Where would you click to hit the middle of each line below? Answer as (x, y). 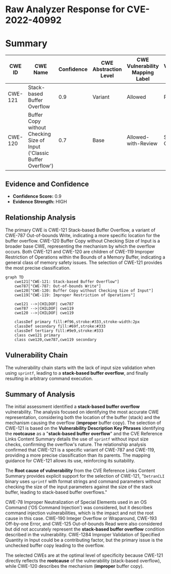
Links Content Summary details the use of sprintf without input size (77, 439)
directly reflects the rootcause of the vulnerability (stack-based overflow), (83, 561)
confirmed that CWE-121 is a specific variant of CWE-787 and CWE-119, (80, 450)
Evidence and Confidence (47, 184)
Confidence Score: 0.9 (37, 196)
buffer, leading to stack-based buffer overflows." (56, 492)
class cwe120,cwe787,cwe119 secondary (55, 340)
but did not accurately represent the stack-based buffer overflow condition (85, 529)
